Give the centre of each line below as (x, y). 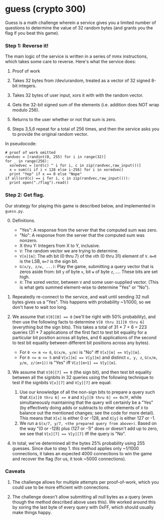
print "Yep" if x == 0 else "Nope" (46, 174)
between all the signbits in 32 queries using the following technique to (83, 377)
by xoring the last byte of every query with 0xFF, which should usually (83, 507)
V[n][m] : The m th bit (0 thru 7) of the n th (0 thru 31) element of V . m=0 (88, 256)
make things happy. (32, 512)
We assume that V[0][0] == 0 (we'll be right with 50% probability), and (84, 317)
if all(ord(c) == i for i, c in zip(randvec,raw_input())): (68, 178)
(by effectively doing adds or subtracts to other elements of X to (84, 407)
